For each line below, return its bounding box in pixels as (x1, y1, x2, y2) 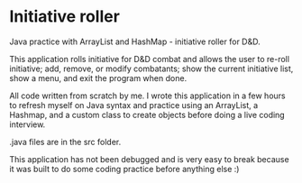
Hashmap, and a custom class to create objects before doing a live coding (9, 109, 286, 120)
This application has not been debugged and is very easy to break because (9, 153, 290, 164)
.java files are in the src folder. (9, 136, 122, 147)
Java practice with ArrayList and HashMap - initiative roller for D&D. (9, 36, 261, 47)
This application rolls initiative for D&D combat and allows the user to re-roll (9, 53, 290, 64)
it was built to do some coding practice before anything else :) (9, 163, 240, 174)
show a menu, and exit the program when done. (9, 72, 188, 83)
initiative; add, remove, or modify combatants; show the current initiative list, (9, 63, 294, 74)
